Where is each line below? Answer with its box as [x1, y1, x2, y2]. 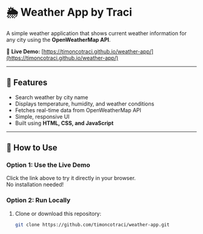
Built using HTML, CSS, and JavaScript [14, 119, 114, 127]
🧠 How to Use [6, 142, 57, 153]
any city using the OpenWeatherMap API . [6, 36, 111, 43]
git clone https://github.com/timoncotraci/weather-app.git [14, 221, 170, 228]
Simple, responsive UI [14, 113, 70, 120]
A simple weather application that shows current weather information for [6, 29, 187, 37]
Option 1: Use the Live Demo [6, 161, 91, 169]
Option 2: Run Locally [6, 196, 71, 204]
